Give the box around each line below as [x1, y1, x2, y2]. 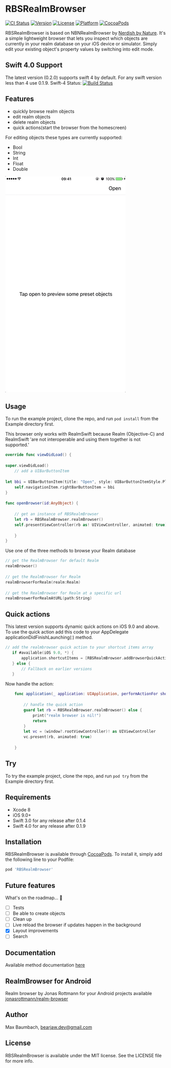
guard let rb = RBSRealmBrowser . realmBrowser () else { [23, 707, 142, 713]
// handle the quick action [23, 702, 83, 707]
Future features [5, 881, 55, 890]
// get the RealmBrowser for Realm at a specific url [5, 590, 122, 596]
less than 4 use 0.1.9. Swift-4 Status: [5, 80, 82, 86]
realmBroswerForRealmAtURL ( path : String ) [5, 596, 93, 601]
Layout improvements [12, 928, 59, 934]
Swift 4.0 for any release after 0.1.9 [12, 823, 86, 829]
